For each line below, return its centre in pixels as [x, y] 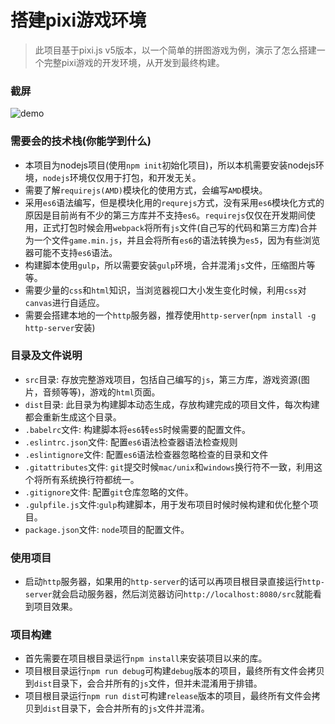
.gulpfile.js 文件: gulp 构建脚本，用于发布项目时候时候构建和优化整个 [167, 504]
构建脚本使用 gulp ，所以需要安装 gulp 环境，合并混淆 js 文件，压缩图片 [165, 265]
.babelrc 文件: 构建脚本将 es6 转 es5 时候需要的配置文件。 [138, 429]
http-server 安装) [60, 327]
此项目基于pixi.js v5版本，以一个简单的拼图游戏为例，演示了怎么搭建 [175, 50]
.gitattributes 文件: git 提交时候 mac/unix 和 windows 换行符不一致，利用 [169, 467]
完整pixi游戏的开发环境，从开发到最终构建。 [134, 62]
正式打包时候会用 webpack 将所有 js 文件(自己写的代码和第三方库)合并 [180, 227]
